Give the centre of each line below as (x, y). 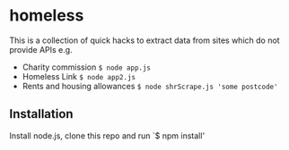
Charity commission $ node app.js (86, 67)
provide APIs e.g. (41, 49)
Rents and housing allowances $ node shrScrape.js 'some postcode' (150, 86)
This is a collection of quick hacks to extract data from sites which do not (144, 40)
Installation (41, 114)
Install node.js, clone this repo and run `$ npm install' (107, 136)
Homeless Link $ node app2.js (79, 76)
